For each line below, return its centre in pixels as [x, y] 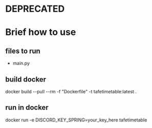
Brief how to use [41, 32]
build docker [26, 79]
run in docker [27, 108]
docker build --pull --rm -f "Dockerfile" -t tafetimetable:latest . [71, 92]
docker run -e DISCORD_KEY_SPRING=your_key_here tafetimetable [76, 120]
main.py [21, 63]
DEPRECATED [35, 9]
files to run [23, 51]
